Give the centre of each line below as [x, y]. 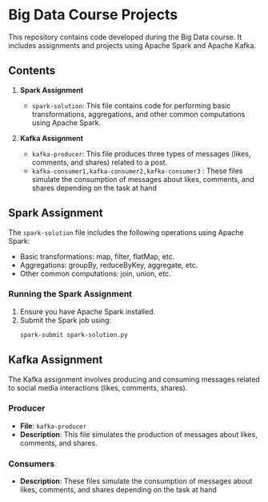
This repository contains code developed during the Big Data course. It [125, 37]
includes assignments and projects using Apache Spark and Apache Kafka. [132, 45]
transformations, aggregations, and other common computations [138, 114]
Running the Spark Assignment [70, 294]
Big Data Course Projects [93, 15]
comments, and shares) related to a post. [100, 162]
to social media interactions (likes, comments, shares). [98, 387]
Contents [32, 71]
